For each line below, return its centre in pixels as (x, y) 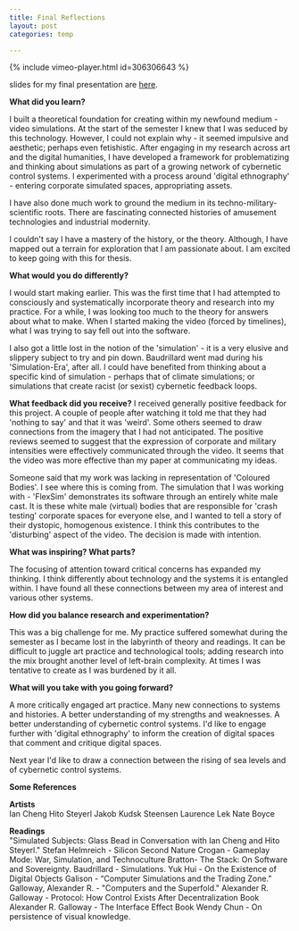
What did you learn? (48, 102)
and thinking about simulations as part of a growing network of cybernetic (145, 167)
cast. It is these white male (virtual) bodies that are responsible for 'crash (144, 507)
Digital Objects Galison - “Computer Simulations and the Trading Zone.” (141, 879)
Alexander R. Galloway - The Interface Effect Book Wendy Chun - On (136, 907)
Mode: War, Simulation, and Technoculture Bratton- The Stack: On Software (149, 860)
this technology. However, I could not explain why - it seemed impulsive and (149, 138)
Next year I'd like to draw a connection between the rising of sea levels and (148, 760)
